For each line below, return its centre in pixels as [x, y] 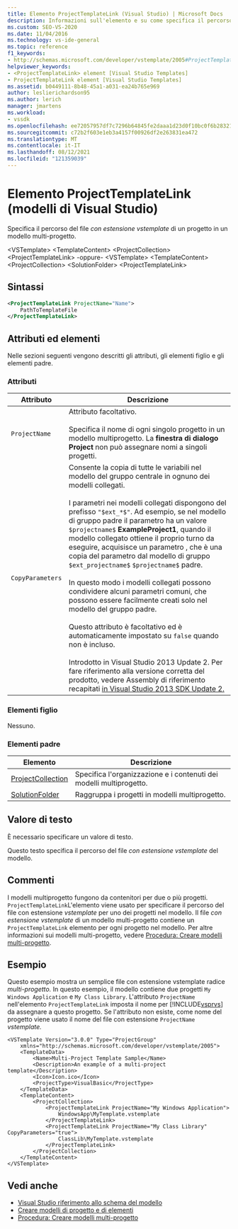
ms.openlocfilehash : [38, 126]
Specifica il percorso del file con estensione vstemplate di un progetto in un [118, 228]
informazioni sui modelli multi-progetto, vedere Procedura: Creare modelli [115, 935]
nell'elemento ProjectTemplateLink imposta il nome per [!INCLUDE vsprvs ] [115, 1004]
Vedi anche [33, 1185]
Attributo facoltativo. [102, 412]
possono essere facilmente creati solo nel [138, 601]
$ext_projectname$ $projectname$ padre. [136, 565]
